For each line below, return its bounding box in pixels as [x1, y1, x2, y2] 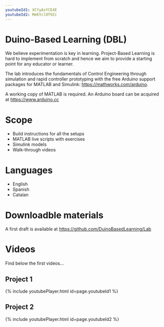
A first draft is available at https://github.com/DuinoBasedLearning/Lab [5, 226, 151, 232]
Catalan [12, 192, 29, 198]
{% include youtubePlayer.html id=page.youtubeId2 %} [5, 316, 119, 322]
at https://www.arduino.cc [5, 97, 59, 103]
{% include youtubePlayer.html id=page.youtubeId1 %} [5, 288, 119, 294]
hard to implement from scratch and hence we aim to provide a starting [5, 56, 152, 62]
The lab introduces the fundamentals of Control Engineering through [5, 71, 147, 77]
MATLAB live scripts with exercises [12, 136, 85, 142]
